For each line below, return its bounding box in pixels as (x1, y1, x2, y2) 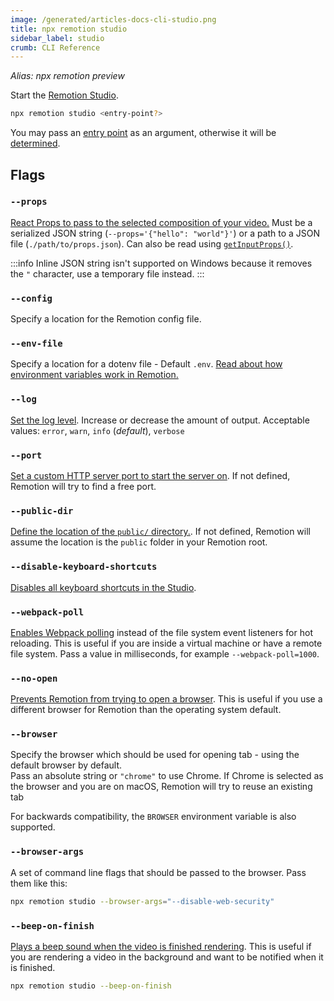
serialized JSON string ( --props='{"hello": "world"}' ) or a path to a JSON (10, 227, 321, 239)
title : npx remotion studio (10, 24, 128, 34)
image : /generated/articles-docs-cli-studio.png (10, 14, 217, 25)
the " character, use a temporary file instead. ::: (10, 267, 205, 280)
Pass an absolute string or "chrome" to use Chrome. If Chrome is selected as (10, 770, 324, 782)
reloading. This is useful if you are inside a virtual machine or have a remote (10, 637, 323, 649)
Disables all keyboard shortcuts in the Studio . (10, 581, 197, 593)
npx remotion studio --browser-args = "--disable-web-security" (10, 896, 275, 906)
